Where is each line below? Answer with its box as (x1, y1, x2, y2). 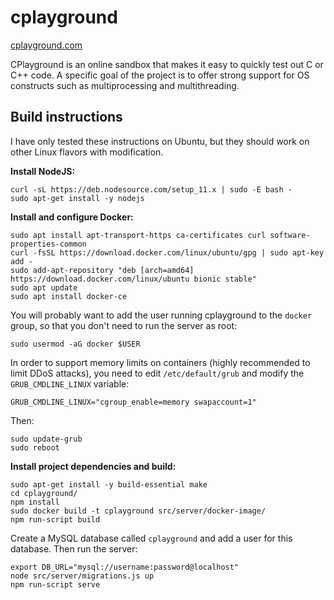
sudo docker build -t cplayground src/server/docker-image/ (10, 506, 267, 516)
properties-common (10, 239, 87, 249)
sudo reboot (10, 442, 60, 453)
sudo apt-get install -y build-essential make (10, 479, 208, 490)
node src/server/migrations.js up (10, 571, 155, 581)
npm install (10, 497, 60, 507)
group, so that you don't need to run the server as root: (10, 319, 238, 331)
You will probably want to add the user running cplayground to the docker (10, 309, 313, 321)
